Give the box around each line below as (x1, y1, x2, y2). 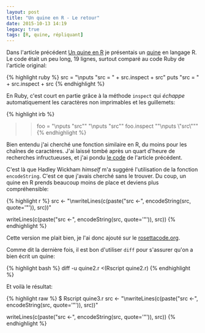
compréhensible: (6, 186, 49, 193)
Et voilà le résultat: (6, 283, 53, 291)
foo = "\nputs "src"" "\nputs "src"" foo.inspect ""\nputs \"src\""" (36, 122, 199, 130)
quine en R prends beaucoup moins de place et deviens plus (6, 179, 159, 186)
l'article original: (6, 62, 47, 69)
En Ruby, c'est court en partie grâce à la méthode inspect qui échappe (6, 92, 185, 100)
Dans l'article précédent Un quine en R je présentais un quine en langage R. (6, 49, 197, 56)
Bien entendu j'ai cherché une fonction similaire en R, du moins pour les (6, 141, 187, 148)
